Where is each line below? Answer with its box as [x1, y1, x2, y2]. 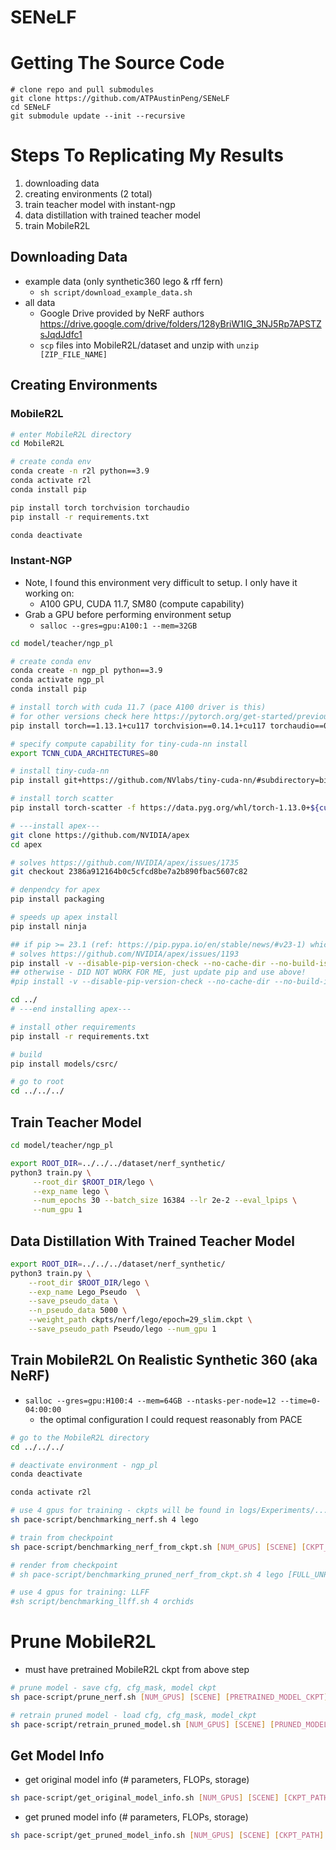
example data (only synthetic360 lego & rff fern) [24, 275, 224, 287]
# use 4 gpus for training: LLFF [10, 1587, 150, 1598]
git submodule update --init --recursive [10, 111, 186, 121]
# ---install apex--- [10, 821, 101, 831]
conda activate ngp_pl [10, 675, 105, 685]
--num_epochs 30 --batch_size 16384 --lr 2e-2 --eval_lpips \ [32, 1196, 298, 1206]
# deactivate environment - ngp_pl [10, 1460, 159, 1470]
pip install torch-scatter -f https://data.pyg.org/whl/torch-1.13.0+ [10, 803, 311, 813]
